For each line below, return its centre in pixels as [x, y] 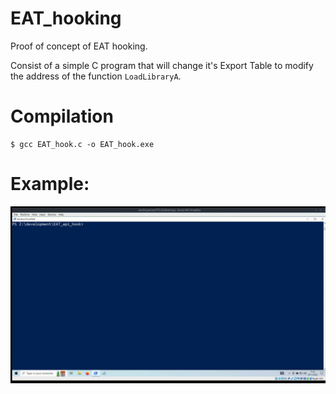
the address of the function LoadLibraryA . [96, 76]
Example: [50, 184]
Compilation [62, 116]
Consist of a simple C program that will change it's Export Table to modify [162, 65]
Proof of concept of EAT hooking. [79, 46]
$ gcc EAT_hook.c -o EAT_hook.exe [82, 144]
